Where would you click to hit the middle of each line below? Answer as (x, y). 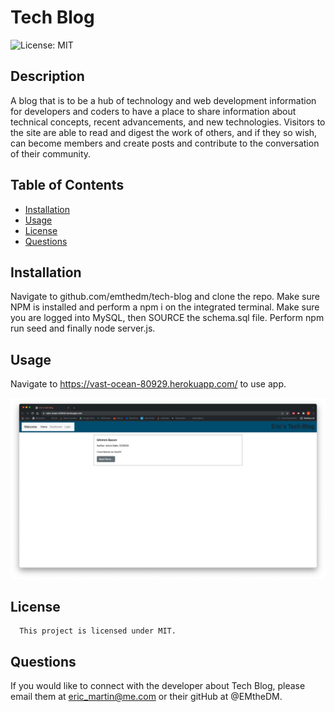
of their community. (51, 153)
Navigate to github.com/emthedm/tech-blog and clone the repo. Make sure (165, 297)
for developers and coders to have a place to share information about (153, 111)
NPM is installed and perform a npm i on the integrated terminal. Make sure (165, 307)
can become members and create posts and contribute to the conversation (165, 143)
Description (47, 76)
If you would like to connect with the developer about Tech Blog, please (158, 686)
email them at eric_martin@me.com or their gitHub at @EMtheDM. (146, 697)
